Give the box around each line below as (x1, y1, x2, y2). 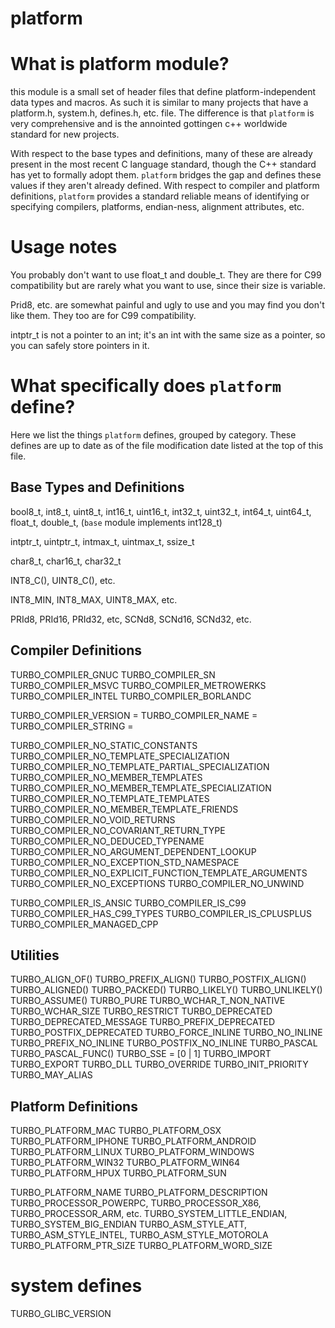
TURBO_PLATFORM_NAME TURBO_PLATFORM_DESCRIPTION (10, 1187, 268, 1199)
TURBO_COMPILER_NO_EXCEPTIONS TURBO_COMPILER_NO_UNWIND (10, 877, 305, 889)
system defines (10, 1275, 143, 1297)
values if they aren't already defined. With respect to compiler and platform (10, 180, 320, 192)
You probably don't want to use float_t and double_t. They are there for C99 (10, 269, 322, 281)
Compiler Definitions (10, 642, 142, 659)
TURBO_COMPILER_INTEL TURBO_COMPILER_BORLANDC (10, 690, 252, 702)
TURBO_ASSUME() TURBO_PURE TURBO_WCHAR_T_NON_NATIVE (10, 995, 286, 1007)
